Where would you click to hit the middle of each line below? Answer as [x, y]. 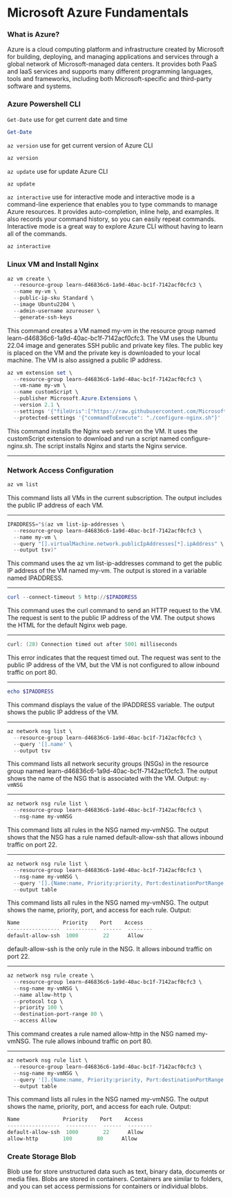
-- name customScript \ [46, 392]
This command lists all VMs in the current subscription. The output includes [115, 497]
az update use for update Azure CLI [58, 171]
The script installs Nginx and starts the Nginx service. [111, 445]
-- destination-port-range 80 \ [58, 1014]
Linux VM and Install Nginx [53, 265]
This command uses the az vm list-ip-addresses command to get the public [115, 563]
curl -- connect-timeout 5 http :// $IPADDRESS [72, 597]
